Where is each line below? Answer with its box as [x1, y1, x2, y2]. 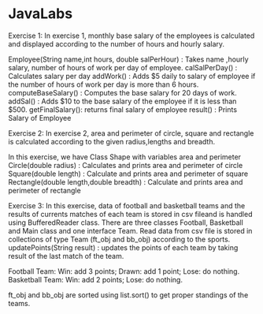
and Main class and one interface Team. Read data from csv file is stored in [8, 226, 253, 235]
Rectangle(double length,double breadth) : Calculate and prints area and [8, 177, 243, 186]
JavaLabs [8, 5, 73, 23]
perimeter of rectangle [8, 185, 81, 195]
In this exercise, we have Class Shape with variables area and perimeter [8, 151, 242, 162]
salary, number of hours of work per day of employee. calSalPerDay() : [8, 62, 238, 72]
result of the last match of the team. [8, 251, 124, 260]
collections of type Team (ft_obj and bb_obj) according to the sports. [8, 234, 231, 244]
